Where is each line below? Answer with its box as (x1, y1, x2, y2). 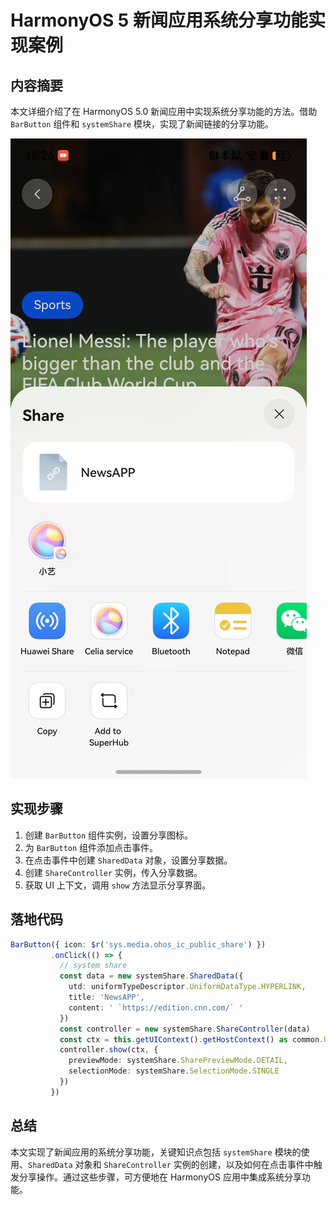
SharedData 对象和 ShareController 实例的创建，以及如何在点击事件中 (28, 1158, 314, 1170)
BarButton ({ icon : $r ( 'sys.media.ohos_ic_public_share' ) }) (10, 939, 267, 950)
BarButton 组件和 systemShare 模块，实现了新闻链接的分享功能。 (10, 118, 274, 130)
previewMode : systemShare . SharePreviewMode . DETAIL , (68, 1056, 288, 1066)
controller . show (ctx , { (59, 1045, 159, 1055)
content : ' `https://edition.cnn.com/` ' (68, 1002, 244, 1013)
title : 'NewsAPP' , (68, 992, 145, 1002)
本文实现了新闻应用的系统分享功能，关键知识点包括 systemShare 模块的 (10, 1146, 302, 1158)
